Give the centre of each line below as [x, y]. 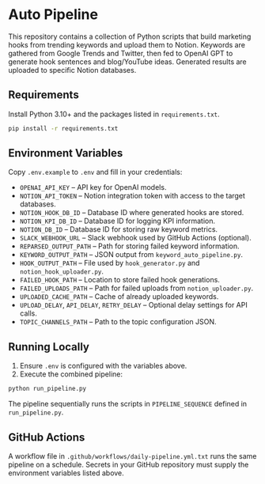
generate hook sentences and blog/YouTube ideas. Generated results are [127, 62]
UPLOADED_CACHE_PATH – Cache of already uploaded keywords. [119, 297]
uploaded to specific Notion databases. [72, 70]
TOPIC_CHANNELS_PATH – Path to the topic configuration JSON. [118, 322]
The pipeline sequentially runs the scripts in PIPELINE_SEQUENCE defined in [128, 404]
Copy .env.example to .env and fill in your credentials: [95, 172]
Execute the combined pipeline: [71, 374]
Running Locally [49, 347]
